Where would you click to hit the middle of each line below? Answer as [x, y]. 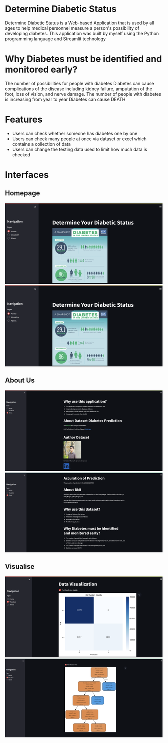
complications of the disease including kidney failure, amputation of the [79, 89]
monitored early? [42, 70]
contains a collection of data [42, 144]
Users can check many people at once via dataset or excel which [79, 139]
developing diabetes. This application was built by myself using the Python [82, 33]
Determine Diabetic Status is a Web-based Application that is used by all [80, 23]
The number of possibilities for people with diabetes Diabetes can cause [80, 83]
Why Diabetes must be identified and [84, 59]
